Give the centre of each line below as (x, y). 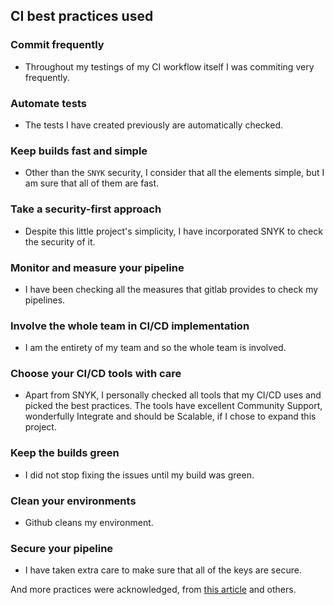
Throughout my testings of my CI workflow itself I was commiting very (169, 66)
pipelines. (45, 300)
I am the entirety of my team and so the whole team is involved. (155, 348)
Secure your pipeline (62, 548)
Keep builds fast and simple (79, 151)
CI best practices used (82, 16)
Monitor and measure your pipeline (97, 267)
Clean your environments (73, 501)
